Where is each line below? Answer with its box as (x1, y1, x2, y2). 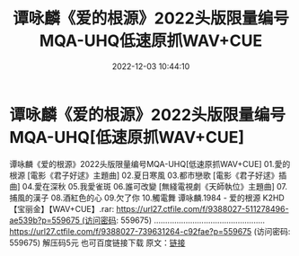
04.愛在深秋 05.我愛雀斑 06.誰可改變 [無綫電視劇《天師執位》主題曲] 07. (22, 181, 288, 191)
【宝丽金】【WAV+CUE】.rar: (9, 203, 115, 214)
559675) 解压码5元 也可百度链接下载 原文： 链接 (9, 237, 186, 248)
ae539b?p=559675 (9, 215, 81, 225)
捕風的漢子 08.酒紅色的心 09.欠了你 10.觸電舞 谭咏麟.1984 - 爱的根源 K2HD (9, 192, 285, 203)
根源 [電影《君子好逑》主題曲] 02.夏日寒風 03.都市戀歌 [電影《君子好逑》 (9, 170, 279, 181)
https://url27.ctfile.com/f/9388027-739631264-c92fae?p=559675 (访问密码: (9, 225, 291, 236)
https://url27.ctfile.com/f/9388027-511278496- (116, 203, 289, 214)
